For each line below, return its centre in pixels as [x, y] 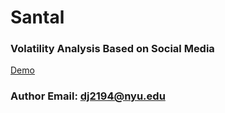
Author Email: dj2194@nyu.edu [88, 96]
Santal [37, 17]
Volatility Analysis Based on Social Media [112, 49]
